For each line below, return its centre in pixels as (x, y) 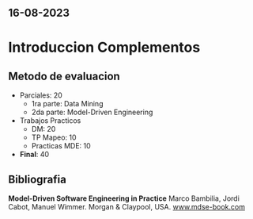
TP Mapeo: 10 (54, 137)
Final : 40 (34, 155)
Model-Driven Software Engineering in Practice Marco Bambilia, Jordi (124, 198)
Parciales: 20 (41, 95)
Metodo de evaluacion (64, 76)
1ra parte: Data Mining (67, 104)
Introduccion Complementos (104, 47)
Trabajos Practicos (50, 121)
